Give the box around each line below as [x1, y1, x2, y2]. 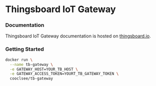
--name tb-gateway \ [10, 62, 53, 67]
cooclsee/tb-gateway [10, 76, 53, 81]
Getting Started [5, 46, 44, 53]
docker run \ [5, 57, 33, 62]
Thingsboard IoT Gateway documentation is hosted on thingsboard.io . [5, 33, 151, 39]
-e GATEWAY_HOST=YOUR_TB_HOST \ [10, 67, 79, 72]
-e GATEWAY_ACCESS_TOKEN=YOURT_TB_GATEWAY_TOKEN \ [10, 71, 119, 76]
